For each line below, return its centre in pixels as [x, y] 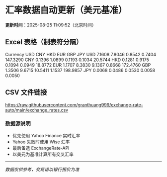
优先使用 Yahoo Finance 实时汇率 [46, 135]
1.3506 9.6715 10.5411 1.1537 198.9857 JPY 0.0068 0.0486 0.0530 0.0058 [80, 70]
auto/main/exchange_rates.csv [37, 110]
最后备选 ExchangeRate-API [41, 148]
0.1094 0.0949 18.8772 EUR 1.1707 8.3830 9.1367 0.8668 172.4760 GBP [78, 65]
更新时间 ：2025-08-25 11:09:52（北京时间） [51, 25]
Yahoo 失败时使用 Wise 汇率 [41, 142]
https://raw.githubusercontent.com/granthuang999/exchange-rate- [74, 104]
